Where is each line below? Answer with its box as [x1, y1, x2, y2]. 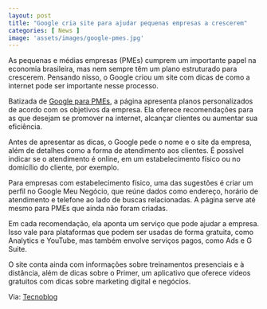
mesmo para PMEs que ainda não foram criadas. [8, 204, 168, 213]
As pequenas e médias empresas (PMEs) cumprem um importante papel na [8, 56, 257, 65]
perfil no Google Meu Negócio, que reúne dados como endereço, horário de [8, 186, 259, 196]
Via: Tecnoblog [8, 292, 58, 302]
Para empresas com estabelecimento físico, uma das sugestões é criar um [8, 178, 253, 188]
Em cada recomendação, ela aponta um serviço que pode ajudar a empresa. [8, 219, 260, 229]
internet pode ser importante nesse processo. [8, 81, 159, 91]
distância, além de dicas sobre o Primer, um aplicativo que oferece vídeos [8, 268, 251, 278]
